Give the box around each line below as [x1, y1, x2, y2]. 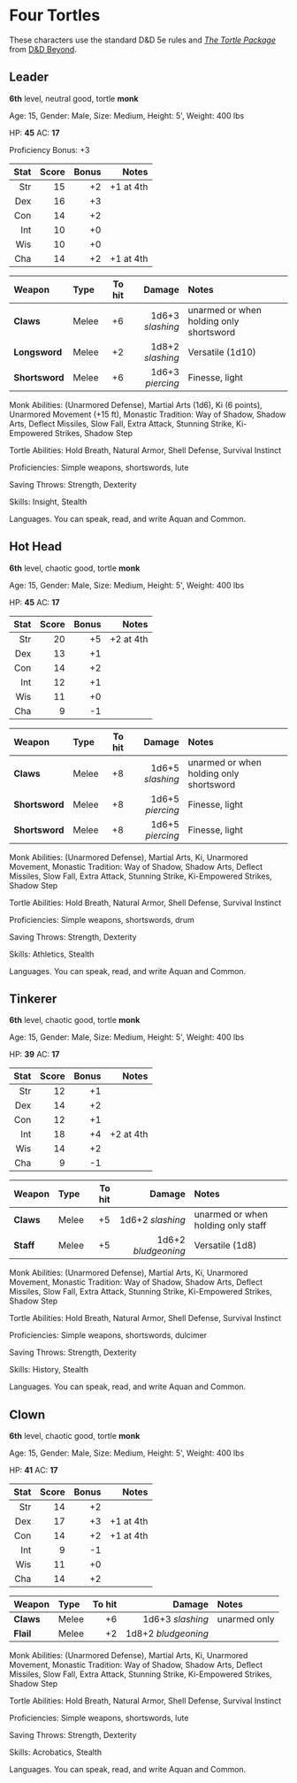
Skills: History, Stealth [9, 1364, 88, 1375]
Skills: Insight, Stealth [9, 496, 88, 507]
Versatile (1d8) [194, 1240, 257, 1252]
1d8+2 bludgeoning [125, 1627, 209, 1640]
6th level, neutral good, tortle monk [9, 93, 139, 104]
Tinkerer [9, 991, 57, 1006]
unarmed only [217, 1613, 276, 1625]
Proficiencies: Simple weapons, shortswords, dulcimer [9, 1330, 208, 1341]
